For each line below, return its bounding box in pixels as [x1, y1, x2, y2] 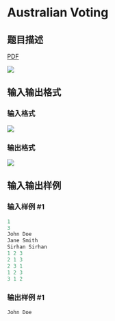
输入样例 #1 [7, 202, 44, 211]
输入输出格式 [7, 87, 62, 99]
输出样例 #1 [7, 293, 44, 303]
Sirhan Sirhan [7, 244, 48, 251]
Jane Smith [7, 237, 38, 244]
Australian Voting [7, 5, 109, 21]
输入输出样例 [7, 180, 62, 192]
